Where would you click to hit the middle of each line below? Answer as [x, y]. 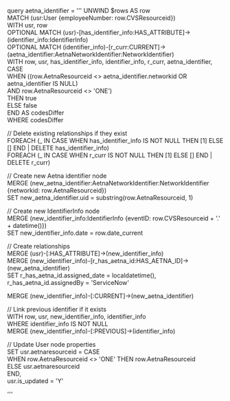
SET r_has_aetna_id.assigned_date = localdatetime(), [82, 275]
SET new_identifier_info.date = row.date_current [75, 233]
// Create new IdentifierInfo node [54, 211]
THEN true [22, 98]
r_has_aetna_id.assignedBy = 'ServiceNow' [68, 283]
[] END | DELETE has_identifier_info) [58, 148]
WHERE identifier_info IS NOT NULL [58, 324]
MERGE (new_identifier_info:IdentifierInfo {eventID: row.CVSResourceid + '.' [114, 218]
